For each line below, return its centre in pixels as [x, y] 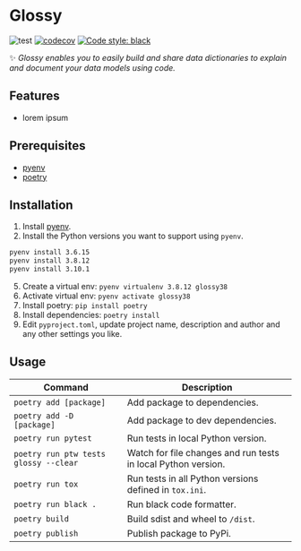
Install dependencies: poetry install [91, 315]
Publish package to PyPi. [179, 533]
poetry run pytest [53, 438]
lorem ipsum [45, 117]
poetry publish [46, 533]
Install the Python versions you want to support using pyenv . [133, 236]
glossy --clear [46, 463]
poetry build [42, 519]
